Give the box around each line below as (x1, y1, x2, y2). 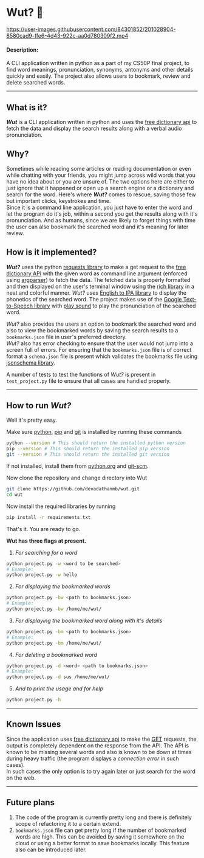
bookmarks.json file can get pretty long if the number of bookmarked (15, 826, 186, 834)
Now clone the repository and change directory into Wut (6, 474, 148, 482)
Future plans (6, 797, 55, 808)
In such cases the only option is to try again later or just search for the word (6, 767, 196, 775)
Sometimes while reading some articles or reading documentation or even (6, 165, 191, 172)
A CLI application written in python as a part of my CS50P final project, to (6, 60, 190, 67)
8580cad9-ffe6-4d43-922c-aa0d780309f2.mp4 (6, 32, 129, 39)
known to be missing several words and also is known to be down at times (6, 748, 192, 755)
